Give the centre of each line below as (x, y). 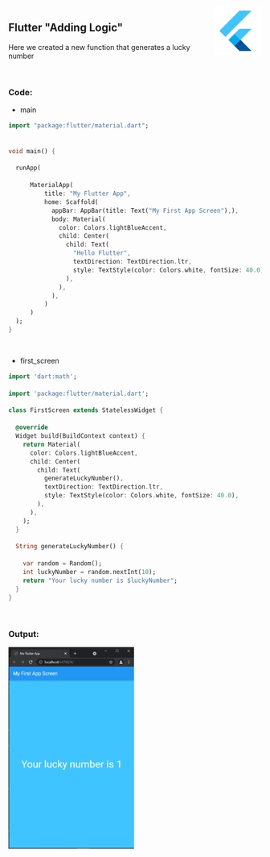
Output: (24, 634)
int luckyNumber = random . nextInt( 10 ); (90, 572)
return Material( (52, 444)
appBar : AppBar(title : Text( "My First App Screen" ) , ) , (145, 210)
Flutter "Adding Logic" (65, 28)
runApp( (29, 168)
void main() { (32, 151)
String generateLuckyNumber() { (70, 547)
